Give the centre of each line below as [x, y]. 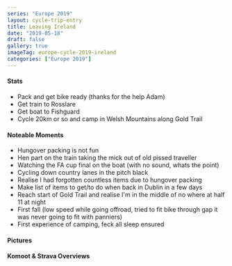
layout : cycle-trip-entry [44, 20]
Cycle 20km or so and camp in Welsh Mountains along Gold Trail [110, 118]
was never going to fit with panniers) [70, 217]
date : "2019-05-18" [35, 33]
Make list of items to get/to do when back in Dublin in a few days [110, 187]
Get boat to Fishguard [48, 111]
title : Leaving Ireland [42, 26]
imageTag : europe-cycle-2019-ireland [62, 53]
